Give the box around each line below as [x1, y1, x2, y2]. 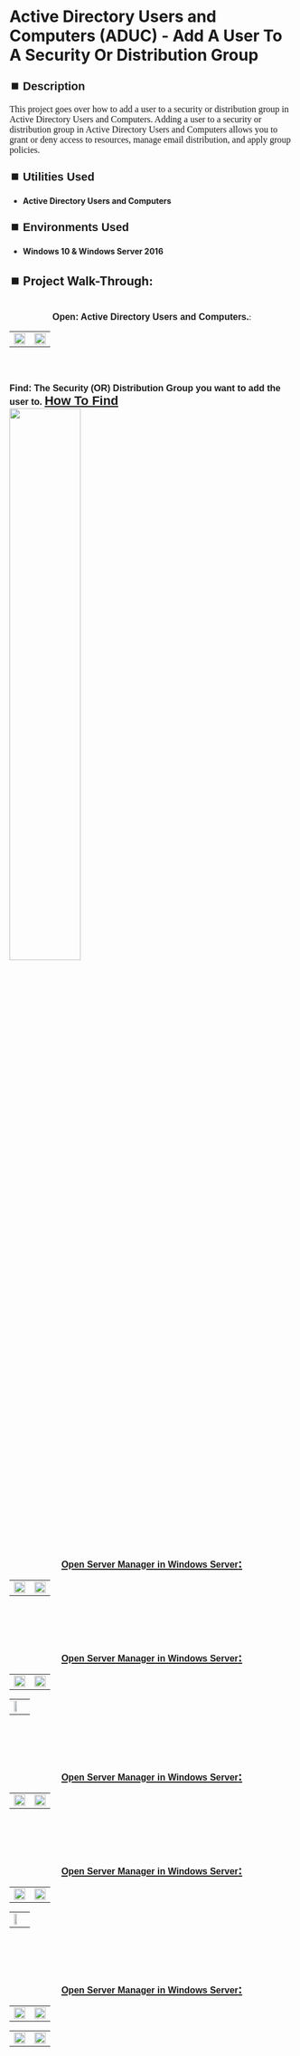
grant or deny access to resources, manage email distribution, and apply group [9, 134, 292, 146]
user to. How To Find [9, 393, 119, 408]
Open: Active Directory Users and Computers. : [52, 312, 251, 322]
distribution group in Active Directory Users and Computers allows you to [9, 124, 278, 135]
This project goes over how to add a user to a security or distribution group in [9, 104, 289, 115]
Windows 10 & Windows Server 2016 [22, 246, 164, 257]
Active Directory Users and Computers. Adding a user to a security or [9, 114, 262, 125]
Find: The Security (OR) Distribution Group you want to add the [9, 383, 281, 393]
